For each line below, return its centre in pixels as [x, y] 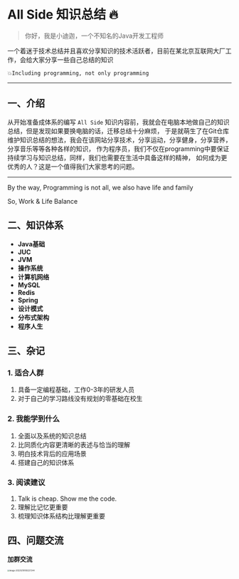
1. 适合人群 [26, 372]
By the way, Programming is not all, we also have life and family [100, 187]
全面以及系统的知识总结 [52, 436]
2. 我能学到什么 [34, 419]
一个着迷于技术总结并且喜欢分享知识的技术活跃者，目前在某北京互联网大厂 [116, 51]
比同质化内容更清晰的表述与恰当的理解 [74, 444]
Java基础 [31, 244]
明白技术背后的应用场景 [52, 454]
